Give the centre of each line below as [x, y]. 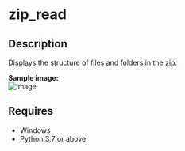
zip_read [38, 15]
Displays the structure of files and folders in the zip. [92, 62]
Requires [31, 111]
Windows [35, 130]
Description [38, 44]
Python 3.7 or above [53, 138]
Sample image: [33, 78]
